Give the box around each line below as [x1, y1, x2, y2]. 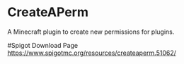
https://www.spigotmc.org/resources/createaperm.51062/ [7, 49, 177, 57]
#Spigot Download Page [7, 41, 79, 49]
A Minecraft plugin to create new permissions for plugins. [7, 27, 175, 36]
